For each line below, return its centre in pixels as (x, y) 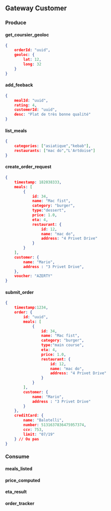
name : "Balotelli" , (44, 420)
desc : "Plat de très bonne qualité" (53, 115)
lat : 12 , (32, 60)
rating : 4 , (26, 105)
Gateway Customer (36, 8)
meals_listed (19, 469)
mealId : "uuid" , (31, 100)
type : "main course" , (63, 345)
